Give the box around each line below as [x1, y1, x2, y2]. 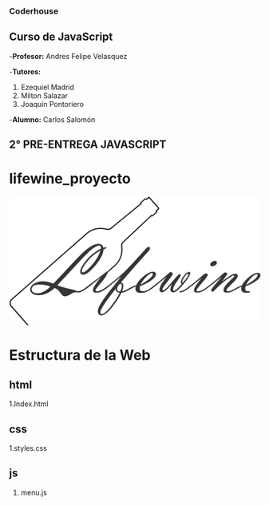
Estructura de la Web [9, 346, 151, 365]
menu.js [20, 487, 47, 497]
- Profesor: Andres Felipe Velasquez [9, 51, 128, 61]
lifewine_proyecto [9, 170, 131, 188]
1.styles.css [9, 444, 47, 453]
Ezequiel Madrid [20, 82, 75, 92]
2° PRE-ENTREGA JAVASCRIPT [9, 138, 167, 152]
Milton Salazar [20, 90, 69, 101]
